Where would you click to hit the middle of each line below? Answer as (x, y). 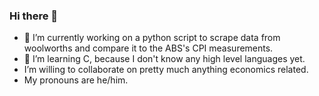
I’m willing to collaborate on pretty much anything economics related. (166, 70)
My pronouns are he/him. (76, 80)
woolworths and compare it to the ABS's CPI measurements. (148, 48)
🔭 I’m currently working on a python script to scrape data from (152, 38)
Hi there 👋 (34, 16)
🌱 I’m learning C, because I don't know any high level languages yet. (164, 59)
